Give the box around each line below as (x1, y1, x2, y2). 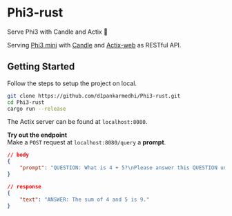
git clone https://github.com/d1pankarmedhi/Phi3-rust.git (7, 92, 181, 99)
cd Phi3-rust (7, 98, 45, 106)
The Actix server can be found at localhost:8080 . (7, 118, 148, 126)
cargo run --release (7, 105, 67, 112)
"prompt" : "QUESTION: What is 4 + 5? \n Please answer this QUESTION (19, 164, 217, 171)
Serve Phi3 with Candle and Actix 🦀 (7, 28, 108, 36)
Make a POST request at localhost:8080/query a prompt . (7, 138, 166, 147)
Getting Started (7, 61, 75, 73)
